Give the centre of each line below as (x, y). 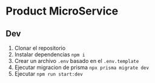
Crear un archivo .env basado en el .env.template (77, 61)
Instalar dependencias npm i (50, 55)
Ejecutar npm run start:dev (48, 74)
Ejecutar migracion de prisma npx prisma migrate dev (82, 67)
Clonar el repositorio (40, 48)
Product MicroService (62, 11)
